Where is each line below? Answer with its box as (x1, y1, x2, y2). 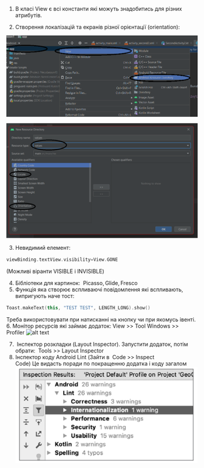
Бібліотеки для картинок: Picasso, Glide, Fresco (15, 279, 138, 286)
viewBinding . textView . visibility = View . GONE (6, 256, 118, 263)
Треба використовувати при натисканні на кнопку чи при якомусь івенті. (6, 315, 196, 323)
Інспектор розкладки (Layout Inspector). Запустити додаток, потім (16, 340, 188, 348)
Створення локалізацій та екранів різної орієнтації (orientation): (15, 24, 180, 30)
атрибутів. (15, 12, 42, 19)
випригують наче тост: (15, 292, 75, 300)
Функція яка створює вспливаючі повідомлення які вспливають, (15, 286, 183, 293)
